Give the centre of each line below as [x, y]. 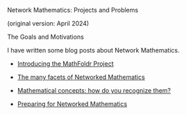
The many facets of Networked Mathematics [81, 77]
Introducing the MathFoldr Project [65, 64]
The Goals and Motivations [46, 37]
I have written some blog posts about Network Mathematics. [94, 50]
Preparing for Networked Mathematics [72, 104]
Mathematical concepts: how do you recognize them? [94, 90]
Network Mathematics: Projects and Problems [73, 10]
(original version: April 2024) [48, 23]
